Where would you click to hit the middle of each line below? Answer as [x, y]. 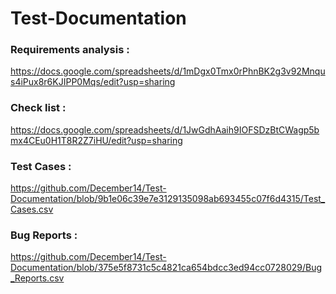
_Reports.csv [37, 278]
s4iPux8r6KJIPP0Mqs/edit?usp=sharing [93, 82]
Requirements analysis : [70, 50]
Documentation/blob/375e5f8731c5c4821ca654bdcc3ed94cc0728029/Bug [166, 268]
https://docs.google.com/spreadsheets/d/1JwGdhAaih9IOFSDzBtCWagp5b [165, 129]
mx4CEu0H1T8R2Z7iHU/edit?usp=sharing [96, 140]
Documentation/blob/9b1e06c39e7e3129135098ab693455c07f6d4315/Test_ [168, 199]
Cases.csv [32, 209]
